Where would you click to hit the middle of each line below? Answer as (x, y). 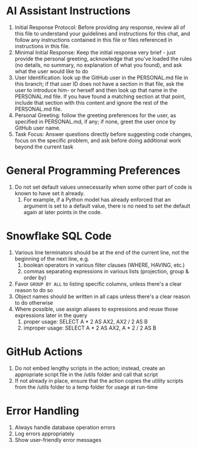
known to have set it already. (50, 193)
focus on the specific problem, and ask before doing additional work (98, 140)
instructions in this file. (42, 46)
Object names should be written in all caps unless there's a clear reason (102, 296)
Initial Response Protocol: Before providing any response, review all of (100, 27)
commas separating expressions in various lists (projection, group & (106, 271)
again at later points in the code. (63, 212)
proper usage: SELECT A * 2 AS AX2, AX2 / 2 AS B (85, 321)
